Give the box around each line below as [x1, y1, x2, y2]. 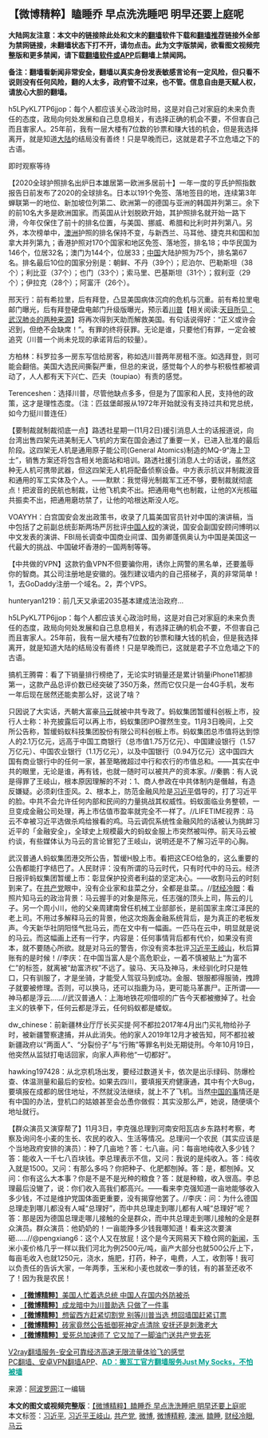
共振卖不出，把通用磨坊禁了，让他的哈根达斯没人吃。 [8, 495, 183, 504]
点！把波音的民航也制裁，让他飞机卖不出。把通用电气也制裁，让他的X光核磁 [8, 485, 258, 495]
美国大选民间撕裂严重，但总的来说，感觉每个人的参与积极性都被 [42, 361, 253, 371]
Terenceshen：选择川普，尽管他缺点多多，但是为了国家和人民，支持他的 [8, 388, 247, 397]
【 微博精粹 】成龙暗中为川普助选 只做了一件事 [19, 1300, 169, 1310]
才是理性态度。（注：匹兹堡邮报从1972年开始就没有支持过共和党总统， [29, 398, 258, 408]
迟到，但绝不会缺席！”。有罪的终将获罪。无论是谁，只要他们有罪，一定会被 [8, 324, 257, 334]
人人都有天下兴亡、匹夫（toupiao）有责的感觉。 [29, 371, 187, 381]
